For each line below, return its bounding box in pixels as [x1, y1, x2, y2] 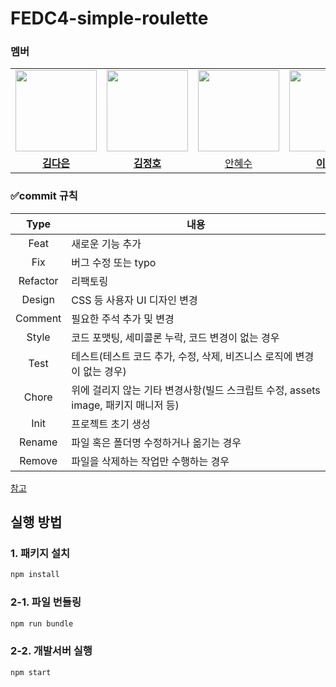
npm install [10, 570, 60, 580]
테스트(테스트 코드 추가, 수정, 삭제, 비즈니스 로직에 [71, 349, 293, 363]
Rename [19, 435, 58, 449]
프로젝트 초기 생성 [71, 417, 151, 431]
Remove [19, 453, 58, 467]
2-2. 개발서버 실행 [10, 644, 93, 658]
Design [21, 292, 55, 306]
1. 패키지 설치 [10, 547, 71, 561]
